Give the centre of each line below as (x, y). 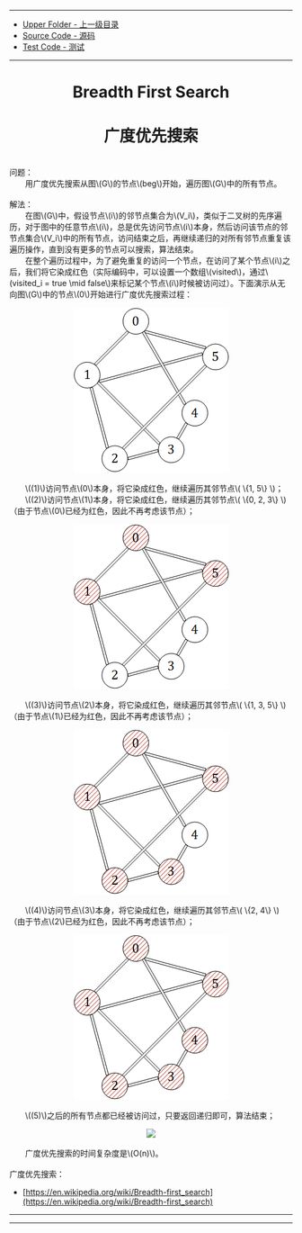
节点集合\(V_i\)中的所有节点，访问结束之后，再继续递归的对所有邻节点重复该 (151, 238)
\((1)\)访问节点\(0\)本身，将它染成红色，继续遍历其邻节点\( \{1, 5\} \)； (155, 489)
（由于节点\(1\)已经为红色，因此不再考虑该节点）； (101, 716)
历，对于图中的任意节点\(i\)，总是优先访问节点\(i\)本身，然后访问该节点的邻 (149, 227)
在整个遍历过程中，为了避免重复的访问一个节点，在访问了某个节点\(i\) (154, 261)
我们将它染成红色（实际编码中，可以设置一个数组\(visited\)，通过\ (147, 272)
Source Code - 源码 (59, 36)
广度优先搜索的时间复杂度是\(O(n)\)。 (94, 1154)
